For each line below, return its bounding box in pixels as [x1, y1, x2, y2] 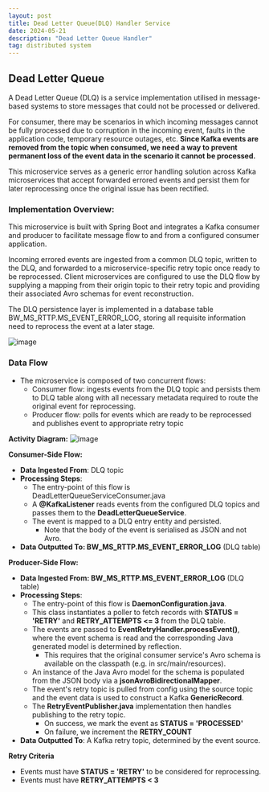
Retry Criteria [8, 751, 55, 761]
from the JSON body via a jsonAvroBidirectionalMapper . [31, 675, 222, 685]
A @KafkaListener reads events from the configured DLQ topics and [31, 499, 260, 509]
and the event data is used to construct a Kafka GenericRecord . [31, 692, 244, 702]
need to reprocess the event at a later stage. [8, 322, 155, 331]
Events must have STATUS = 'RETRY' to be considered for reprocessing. [19, 766, 261, 776]
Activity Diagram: [8, 433, 68, 443]
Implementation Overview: [8, 203, 115, 215]
